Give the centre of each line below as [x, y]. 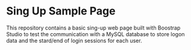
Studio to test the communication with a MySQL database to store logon [95, 34]
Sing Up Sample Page [61, 11]
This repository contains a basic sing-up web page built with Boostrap [93, 28]
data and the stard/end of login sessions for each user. [74, 40]
